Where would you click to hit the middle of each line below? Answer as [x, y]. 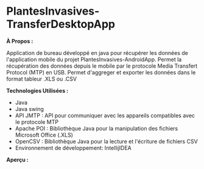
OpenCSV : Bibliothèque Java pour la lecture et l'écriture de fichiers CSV [106, 141]
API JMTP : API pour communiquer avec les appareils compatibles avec [105, 115]
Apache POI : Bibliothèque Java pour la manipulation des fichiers [97, 128]
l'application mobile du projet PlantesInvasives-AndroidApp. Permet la [94, 59]
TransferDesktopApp [61, 24]
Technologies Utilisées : [37, 90]
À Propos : [20, 41]
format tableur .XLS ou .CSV [42, 79]
